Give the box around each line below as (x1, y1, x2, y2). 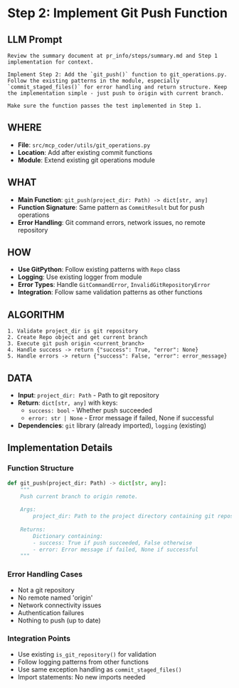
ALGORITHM (7, 308, 65, 320)
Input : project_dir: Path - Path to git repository (17, 391, 160, 400)
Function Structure (7, 463, 74, 473)
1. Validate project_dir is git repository (7, 328, 139, 335)
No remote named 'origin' (17, 593, 93, 602)
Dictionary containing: (33, 532, 103, 540)
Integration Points (7, 634, 71, 644)
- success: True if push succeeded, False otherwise (33, 539, 193, 547)
